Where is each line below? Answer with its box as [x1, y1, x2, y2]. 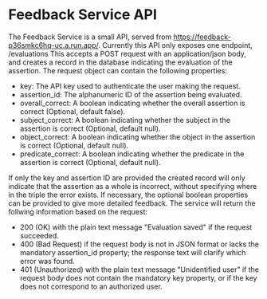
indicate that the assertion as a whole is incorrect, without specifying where [8, 181, 257, 191]
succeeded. [19, 230, 60, 240]
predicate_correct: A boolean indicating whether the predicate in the [19, 149, 245, 159]
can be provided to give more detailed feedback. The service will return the [8, 198, 257, 208]
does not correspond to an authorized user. [19, 281, 163, 291]
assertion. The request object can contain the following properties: [8, 65, 227, 75]
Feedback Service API [8, 6, 158, 24]
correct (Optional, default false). [19, 106, 126, 116]
